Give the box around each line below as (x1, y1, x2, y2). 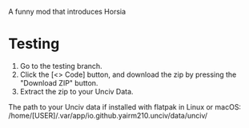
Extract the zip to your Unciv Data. (19, 86, 134, 96)
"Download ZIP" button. (19, 78, 98, 87)
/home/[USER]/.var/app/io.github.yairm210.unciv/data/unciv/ (8, 110, 208, 120)
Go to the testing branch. (19, 61, 102, 70)
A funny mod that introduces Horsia (8, 7, 127, 16)
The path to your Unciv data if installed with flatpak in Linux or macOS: (8, 102, 242, 111)
